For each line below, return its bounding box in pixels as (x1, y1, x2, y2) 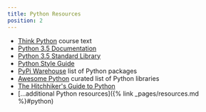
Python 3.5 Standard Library (17, 51, 101, 60)
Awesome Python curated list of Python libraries (17, 74, 160, 82)
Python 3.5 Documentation (17, 44, 97, 52)
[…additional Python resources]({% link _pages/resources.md (17, 89, 200, 98)
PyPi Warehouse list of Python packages (17, 67, 138, 75)
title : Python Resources (7, 10, 81, 18)
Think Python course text (17, 36, 93, 45)
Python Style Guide (17, 59, 75, 67)
